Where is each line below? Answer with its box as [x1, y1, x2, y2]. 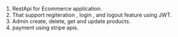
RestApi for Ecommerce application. [12, 5, 102, 12]
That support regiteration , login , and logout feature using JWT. [12, 11, 172, 18]
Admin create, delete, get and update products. [12, 18, 131, 24]
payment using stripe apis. [12, 24, 79, 31]
